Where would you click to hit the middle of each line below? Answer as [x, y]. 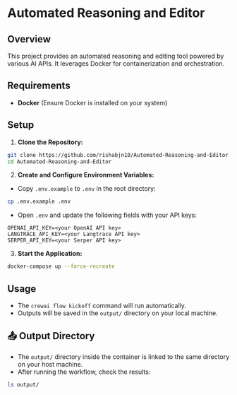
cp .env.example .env [39, 202]
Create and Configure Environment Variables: [86, 175]
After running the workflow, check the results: [84, 372]
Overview [29, 39]
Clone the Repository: [50, 142]
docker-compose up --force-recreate [61, 266]
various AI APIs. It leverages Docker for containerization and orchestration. [116, 64]
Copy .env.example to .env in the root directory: [87, 189]
